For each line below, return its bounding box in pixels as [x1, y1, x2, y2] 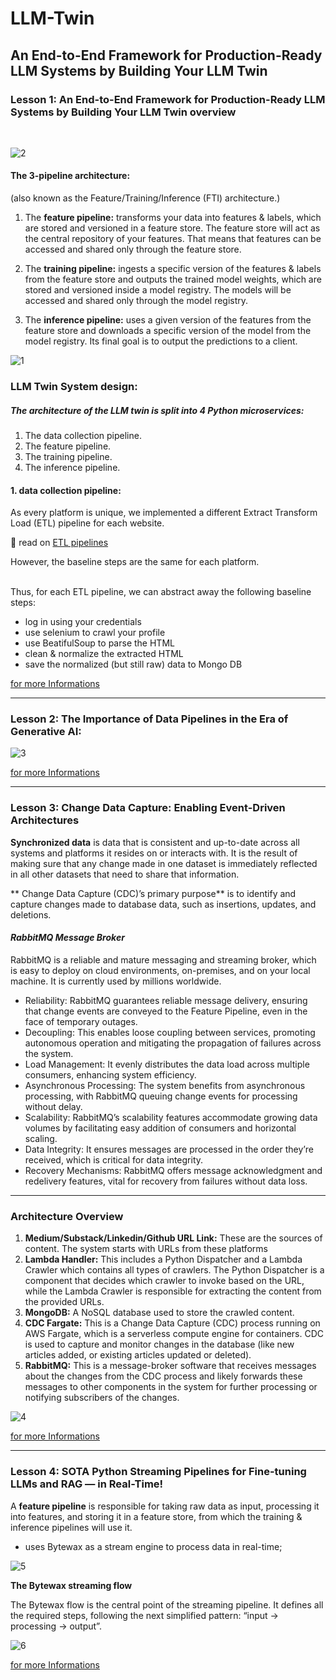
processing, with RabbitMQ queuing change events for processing [24, 1090, 298, 1102]
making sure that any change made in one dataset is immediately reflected [10, 857, 318, 869]
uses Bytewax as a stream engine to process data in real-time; [24, 1540, 283, 1552]
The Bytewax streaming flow [10, 1579, 133, 1591]
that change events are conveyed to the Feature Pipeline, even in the [24, 1005, 308, 1017]
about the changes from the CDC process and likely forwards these [24, 1370, 303, 1382]
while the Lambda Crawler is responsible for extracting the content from [24, 1285, 322, 1297]
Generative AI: [10, 725, 82, 739]
